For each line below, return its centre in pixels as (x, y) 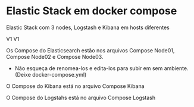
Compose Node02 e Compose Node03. (55, 56)
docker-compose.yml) (59, 74)
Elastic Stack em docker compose (92, 11)
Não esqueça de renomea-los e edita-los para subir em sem (89, 68)
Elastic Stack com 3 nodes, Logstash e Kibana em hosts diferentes (88, 27)
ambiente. (176, 68)
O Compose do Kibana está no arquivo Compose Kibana (75, 86)
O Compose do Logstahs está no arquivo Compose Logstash (81, 97)
